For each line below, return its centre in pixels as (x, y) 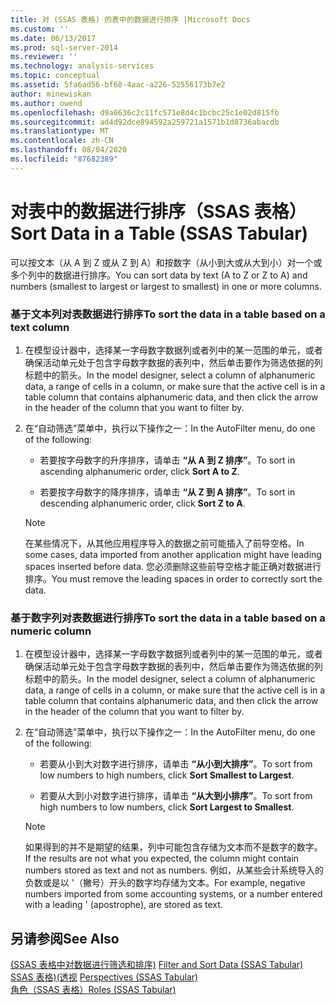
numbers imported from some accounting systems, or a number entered (173, 894)
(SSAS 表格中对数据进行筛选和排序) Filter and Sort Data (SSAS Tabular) (157, 965)
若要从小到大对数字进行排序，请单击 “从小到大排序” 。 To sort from (176, 764)
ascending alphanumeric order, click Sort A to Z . (139, 471)
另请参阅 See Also (65, 938)
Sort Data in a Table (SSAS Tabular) (159, 233)
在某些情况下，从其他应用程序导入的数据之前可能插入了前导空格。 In (164, 543)
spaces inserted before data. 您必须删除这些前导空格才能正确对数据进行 (173, 566)
